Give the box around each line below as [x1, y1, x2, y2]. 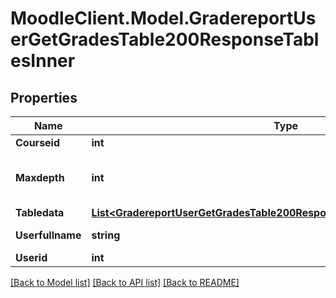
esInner [10, 50, 76, 72]
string [91, 228, 121, 242]
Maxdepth [15, 171, 65, 184]
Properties [10, 89, 78, 106]
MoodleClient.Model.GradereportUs [10, 7, 317, 30]
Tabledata [15, 206, 65, 219]
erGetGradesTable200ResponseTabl [10, 28, 320, 51]
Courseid [15, 136, 61, 149]
